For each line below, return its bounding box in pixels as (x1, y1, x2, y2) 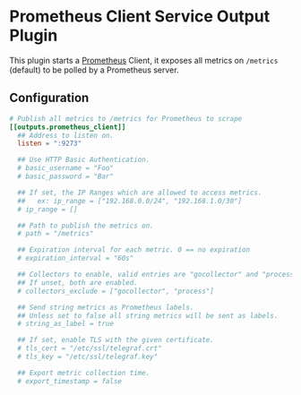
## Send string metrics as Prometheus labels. (17, 303, 194, 312)
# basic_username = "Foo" (17, 164, 115, 173)
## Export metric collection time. (17, 368, 150, 377)
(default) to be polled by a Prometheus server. (9, 64, 179, 75)
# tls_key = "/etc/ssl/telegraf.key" (17, 352, 159, 361)
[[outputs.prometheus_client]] (9, 123, 126, 132)
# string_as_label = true (17, 320, 115, 329)
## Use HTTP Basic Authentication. (17, 155, 150, 165)
